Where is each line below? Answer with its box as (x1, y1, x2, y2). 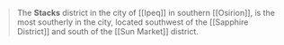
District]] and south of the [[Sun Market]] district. (16, 26, 200, 36)
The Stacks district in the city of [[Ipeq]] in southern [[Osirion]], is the (16, 8, 276, 18)
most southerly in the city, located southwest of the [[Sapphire (16, 17, 249, 27)
